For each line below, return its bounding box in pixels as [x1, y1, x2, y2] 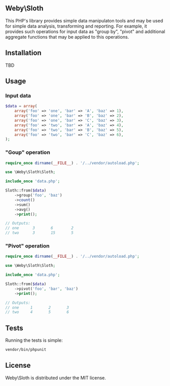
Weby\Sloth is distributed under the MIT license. [5, 374, 107, 381]
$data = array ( [5, 104, 38, 109]
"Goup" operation [5, 149, 51, 156]
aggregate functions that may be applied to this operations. [5, 34, 129, 40]
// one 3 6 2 [5, 226, 74, 231]
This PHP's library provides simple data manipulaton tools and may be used [5, 17, 163, 23]
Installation [5, 48, 42, 58]
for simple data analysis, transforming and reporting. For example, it [5, 23, 147, 29]
